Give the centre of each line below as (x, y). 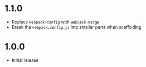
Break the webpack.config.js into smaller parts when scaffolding (76, 27)
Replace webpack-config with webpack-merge (55, 22)
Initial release (25, 60)
